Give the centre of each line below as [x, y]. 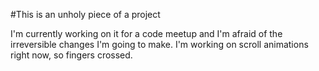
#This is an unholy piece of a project [85, 14]
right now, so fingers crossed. [71, 55]
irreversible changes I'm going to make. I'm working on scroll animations [159, 44]
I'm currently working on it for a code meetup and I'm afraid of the [146, 33]
